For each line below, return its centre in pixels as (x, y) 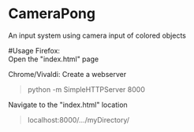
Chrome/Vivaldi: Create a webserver (67, 74)
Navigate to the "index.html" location (68, 104)
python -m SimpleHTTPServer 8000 (86, 89)
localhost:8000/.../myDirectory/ (78, 119)
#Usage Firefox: (34, 50)
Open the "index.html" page (54, 59)
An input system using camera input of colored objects (97, 35)
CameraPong (52, 14)
